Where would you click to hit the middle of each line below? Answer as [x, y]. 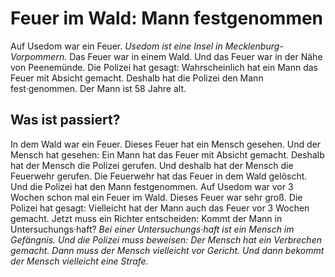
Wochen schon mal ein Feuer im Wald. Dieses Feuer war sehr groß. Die [156, 197]
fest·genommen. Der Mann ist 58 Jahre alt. [98, 88]
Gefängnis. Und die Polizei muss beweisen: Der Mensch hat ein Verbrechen [166, 239]
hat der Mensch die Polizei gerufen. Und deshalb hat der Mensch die [152, 165]
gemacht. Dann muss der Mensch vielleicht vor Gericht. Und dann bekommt [167, 250]
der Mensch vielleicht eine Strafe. [79, 261]
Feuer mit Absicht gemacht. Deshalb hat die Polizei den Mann [137, 78]
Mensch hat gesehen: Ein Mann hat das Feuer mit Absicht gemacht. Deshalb [167, 154]
